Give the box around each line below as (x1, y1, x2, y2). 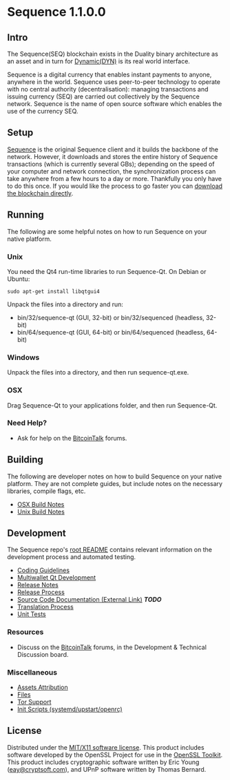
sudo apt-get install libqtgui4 (7, 288, 100, 295)
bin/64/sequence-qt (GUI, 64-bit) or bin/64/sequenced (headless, (17, 328, 205, 336)
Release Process (17, 588, 65, 596)
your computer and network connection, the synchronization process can (7, 167, 216, 176)
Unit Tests (17, 610, 46, 618)
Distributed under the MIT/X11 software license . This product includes (7, 743, 205, 751)
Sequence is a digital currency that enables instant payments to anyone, (7, 70, 212, 78)
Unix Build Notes (17, 507, 65, 516)
